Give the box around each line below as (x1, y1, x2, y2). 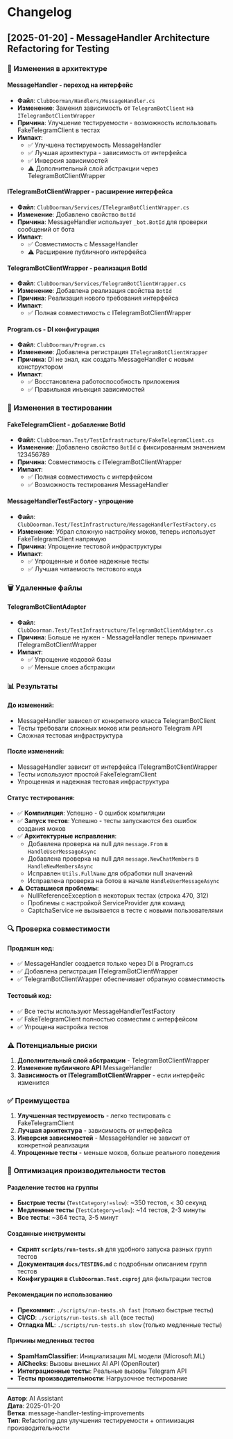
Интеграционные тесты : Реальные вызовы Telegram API (17, 1367, 187, 1375)
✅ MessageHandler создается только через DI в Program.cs (17, 960, 193, 968)
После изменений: (7, 747, 64, 756)
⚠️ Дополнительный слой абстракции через (27, 164, 159, 173)
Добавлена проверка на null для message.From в (27, 840, 169, 848)
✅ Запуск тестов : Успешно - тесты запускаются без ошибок (17, 817, 198, 825)
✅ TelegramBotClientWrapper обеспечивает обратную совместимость (17, 975, 225, 983)
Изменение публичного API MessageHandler (17, 1063, 153, 1072)
